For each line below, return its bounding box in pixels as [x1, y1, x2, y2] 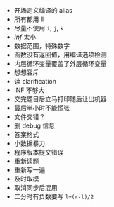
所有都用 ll [13, 15, 44, 23]
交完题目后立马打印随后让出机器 [13, 95, 107, 103]
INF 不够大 [13, 86, 45, 94]
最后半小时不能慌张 [13, 103, 70, 112]
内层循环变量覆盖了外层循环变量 [13, 60, 107, 67]
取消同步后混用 [13, 184, 58, 191]
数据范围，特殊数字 [13, 42, 70, 50]
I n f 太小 [13, 33, 37, 41]
